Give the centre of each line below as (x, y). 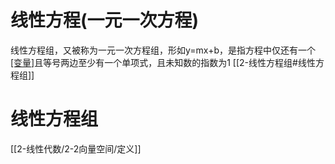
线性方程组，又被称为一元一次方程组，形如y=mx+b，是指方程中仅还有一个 (163, 50)
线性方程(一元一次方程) (105, 20)
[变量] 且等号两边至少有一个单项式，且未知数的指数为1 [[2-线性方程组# (154, 62)
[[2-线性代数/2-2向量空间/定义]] (76, 148)
